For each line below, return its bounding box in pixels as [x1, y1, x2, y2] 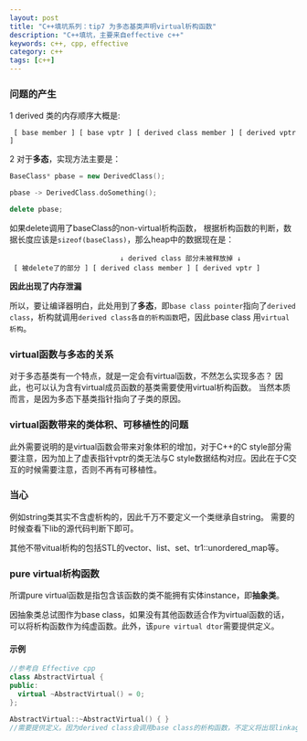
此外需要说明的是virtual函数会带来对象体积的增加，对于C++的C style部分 [9, 440, 284, 452]
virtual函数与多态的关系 [9, 348, 114, 361]
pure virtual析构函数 [9, 567, 101, 580]
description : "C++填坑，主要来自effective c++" [9, 30, 185, 39]
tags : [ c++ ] [9, 56, 55, 65]
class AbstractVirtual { [9, 672, 104, 682]
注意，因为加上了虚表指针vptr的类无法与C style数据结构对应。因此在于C [16, 452, 290, 463]
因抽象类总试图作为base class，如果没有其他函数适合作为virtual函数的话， [9, 609, 290, 620]
